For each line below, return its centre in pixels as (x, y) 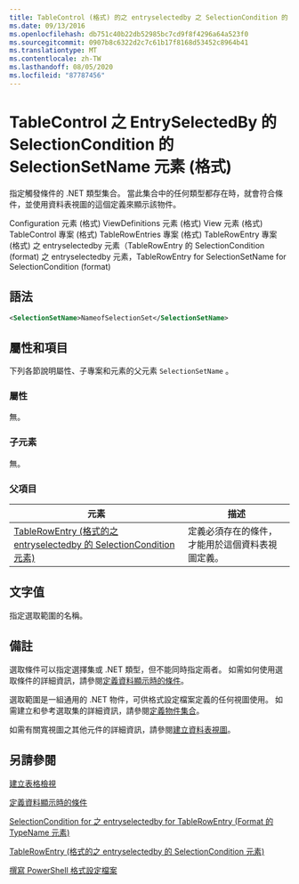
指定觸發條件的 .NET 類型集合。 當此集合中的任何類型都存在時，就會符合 (142, 193)
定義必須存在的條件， (233, 531)
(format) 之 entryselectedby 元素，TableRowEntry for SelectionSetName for (148, 256)
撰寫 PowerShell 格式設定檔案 (63, 870)
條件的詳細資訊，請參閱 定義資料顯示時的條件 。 (102, 680)
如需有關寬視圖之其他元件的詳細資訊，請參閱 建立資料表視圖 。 (122, 729)
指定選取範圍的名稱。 (48, 615)
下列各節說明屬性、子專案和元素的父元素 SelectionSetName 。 (121, 371)
